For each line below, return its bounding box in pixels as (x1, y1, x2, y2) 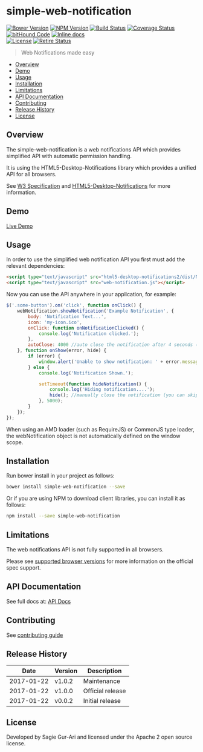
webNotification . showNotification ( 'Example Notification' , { (17, 308, 174, 314)
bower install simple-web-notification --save (6, 484, 126, 490)
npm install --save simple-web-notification (6, 513, 120, 519)
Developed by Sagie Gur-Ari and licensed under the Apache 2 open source (6, 733, 193, 740)
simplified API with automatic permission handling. (6, 152, 132, 159)
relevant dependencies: (6, 262, 65, 270)
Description (87, 667, 122, 675)
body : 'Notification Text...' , (28, 313, 107, 319)
